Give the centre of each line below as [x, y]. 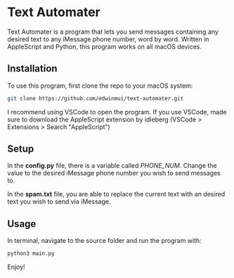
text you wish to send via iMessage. [59, 201]
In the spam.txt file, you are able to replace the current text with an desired [116, 194]
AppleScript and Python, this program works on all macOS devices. [105, 46]
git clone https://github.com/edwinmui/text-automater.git [96, 98]
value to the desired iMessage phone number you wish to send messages [114, 173]
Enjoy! [17, 267]
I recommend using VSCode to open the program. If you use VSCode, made [117, 112]
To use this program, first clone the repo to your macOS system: [100, 86]
